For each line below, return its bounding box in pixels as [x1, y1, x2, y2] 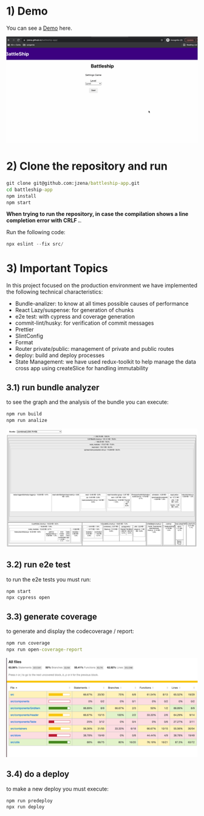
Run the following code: [6, 229, 66, 236]
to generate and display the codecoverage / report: [6, 628, 135, 635]
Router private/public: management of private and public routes [15, 345, 174, 353]
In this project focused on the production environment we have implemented [6, 282, 198, 289]
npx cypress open [6, 595, 50, 601]
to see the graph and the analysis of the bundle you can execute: [6, 398, 169, 406]
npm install [6, 193, 36, 199]
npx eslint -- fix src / [6, 241, 64, 247]
